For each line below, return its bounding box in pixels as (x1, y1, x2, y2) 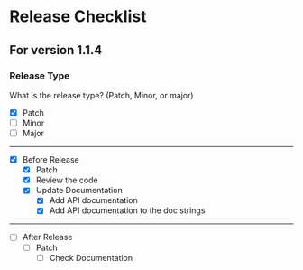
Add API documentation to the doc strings (49, 205, 206, 216)
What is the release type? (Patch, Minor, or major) (9, 89, 194, 100)
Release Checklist (9, 6, 147, 27)
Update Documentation (35, 185, 124, 196)
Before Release (22, 154, 79, 165)
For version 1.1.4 (9, 42, 103, 58)
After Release (22, 232, 74, 243)
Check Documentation (49, 252, 133, 263)
